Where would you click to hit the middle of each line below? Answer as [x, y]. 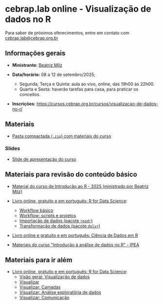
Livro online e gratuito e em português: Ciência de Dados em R [75, 235]
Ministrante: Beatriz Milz [37, 65]
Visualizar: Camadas [40, 287]
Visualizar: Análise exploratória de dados [60, 292]
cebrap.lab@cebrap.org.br [32, 38]
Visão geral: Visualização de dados [54, 277]
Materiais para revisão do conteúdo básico [71, 175]
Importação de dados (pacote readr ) [56, 221]
